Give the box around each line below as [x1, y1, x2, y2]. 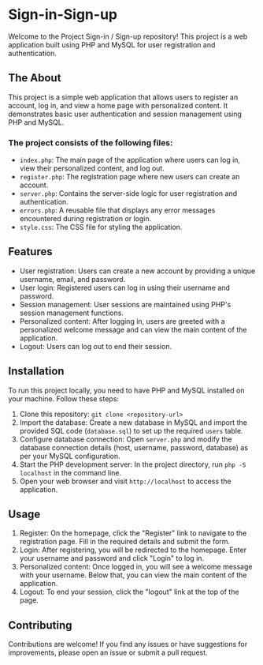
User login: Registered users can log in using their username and [19, 283, 231, 292]
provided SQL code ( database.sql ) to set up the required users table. [19, 426, 243, 435]
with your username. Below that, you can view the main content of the [19, 570, 247, 580]
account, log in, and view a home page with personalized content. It [8, 100, 228, 110]
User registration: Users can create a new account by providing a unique [19, 266, 256, 276]
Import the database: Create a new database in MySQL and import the [19, 417, 248, 427]
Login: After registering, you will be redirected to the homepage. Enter [19, 545, 246, 554]
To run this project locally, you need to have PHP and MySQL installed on [8, 385, 245, 395]
